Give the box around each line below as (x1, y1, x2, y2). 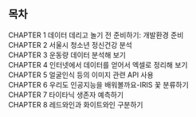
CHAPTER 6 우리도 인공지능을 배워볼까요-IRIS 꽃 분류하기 (8, 80, 189, 89)
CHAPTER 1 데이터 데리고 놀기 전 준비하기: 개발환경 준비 (8, 30, 184, 40)
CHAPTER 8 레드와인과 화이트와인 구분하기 (8, 99, 143, 109)
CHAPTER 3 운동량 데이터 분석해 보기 (8, 50, 126, 60)
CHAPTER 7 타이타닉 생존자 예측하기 (8, 90, 124, 99)
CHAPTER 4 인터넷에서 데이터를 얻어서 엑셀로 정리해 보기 (8, 60, 188, 69)
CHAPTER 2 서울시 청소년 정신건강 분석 (8, 40, 133, 49)
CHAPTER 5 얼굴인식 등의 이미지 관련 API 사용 (8, 70, 154, 80)
